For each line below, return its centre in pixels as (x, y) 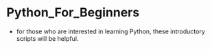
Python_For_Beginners (73, 13)
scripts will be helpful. (47, 38)
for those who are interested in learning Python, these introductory (110, 31)
